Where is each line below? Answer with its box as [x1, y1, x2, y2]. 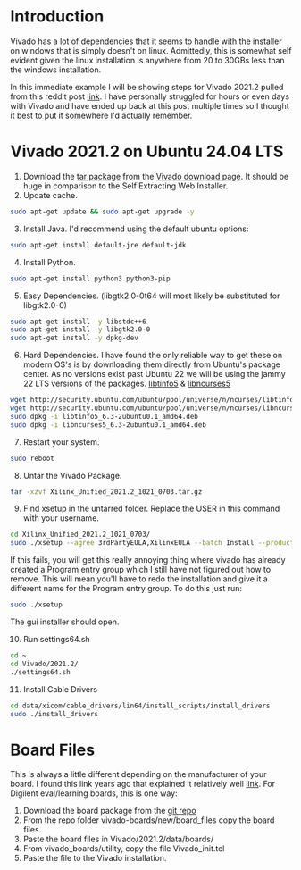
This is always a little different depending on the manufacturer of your [10, 769, 267, 780]
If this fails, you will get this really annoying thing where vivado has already [10, 555, 286, 565]
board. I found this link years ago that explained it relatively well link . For [10, 779, 276, 790]
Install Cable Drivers [22, 683, 97, 694]
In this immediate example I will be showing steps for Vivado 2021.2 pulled [10, 81, 284, 92]
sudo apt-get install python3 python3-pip [10, 274, 171, 283]
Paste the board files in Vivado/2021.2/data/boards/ [22, 833, 213, 845]
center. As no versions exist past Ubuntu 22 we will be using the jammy [22, 369, 287, 380]
